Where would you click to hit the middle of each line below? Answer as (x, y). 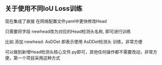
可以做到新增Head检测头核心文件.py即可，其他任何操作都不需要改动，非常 (79, 52)
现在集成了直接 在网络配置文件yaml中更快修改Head (56, 21)
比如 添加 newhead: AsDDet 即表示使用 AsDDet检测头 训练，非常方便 (74, 41)
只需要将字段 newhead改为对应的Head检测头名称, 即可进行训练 (68, 31)
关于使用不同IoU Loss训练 (44, 9)
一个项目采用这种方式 (39, 58)
